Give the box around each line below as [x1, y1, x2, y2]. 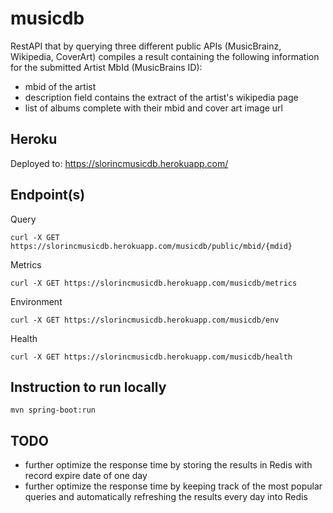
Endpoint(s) [10, 187, 86, 204]
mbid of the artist [24, 80, 97, 92]
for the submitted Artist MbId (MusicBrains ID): [10, 61, 203, 73]
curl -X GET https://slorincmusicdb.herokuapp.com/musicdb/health [10, 352, 293, 362]
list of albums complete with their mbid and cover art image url [24, 102, 283, 114]
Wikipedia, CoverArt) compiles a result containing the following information [10, 50, 320, 62]
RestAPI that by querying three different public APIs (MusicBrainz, [10, 40, 282, 52]
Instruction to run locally [10, 378, 167, 396]
